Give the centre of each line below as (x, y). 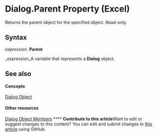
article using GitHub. (25, 129)
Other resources (22, 108)
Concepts (15, 86)
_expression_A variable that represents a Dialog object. (60, 59)
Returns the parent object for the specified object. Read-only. (66, 22)
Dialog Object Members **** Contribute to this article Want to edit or (74, 119)
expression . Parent (24, 49)
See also (18, 74)
